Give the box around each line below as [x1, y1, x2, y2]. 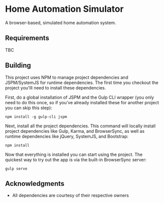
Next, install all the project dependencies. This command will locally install [5, 123, 156, 129]
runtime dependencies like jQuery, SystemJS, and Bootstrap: [5, 133, 129, 139]
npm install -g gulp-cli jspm [5, 114, 67, 119]
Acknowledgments [5, 179, 65, 188]
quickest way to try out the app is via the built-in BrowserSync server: [5, 156, 147, 163]
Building [5, 61, 31, 70]
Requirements [5, 34, 49, 42]
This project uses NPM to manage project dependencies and [5, 74, 129, 80]
